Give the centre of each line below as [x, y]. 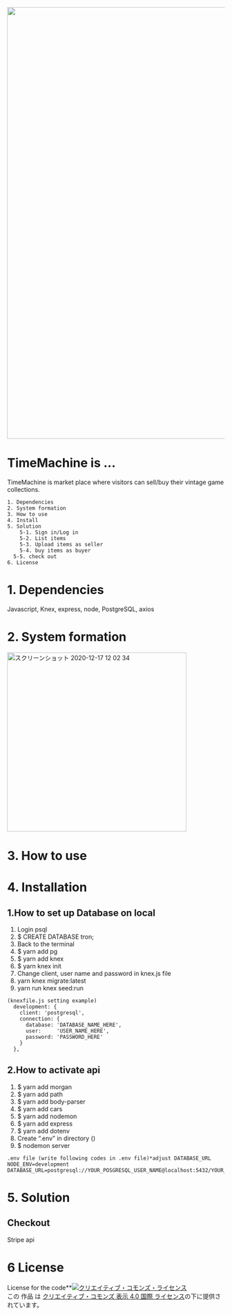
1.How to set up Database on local [81, 913]
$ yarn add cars [40, 1108]
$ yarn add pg [37, 951]
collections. [23, 489]
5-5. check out [35, 556]
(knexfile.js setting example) [52, 1001]
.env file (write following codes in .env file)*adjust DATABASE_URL [109, 1158]
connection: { [40, 1019]
